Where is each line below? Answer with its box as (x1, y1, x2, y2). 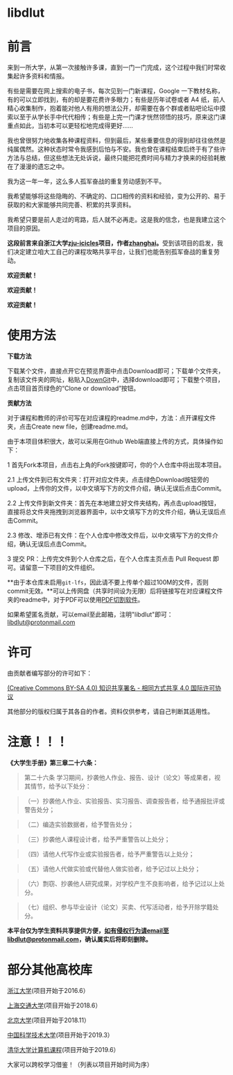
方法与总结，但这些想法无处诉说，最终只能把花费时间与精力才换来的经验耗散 (7, 154, 226, 162)
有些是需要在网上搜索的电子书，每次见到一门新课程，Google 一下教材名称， (7, 87, 224, 95)
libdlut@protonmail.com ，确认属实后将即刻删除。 (7, 934, 152, 943)
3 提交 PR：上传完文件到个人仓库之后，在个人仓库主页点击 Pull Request (7, 555, 212, 563)
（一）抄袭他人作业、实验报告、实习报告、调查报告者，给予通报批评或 (24, 797, 225, 805)
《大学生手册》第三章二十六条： (7, 758, 98, 767)
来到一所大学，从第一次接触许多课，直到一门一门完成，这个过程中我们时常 (7, 63, 220, 72)
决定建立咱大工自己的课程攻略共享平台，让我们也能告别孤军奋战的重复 (12, 248, 214, 256)
